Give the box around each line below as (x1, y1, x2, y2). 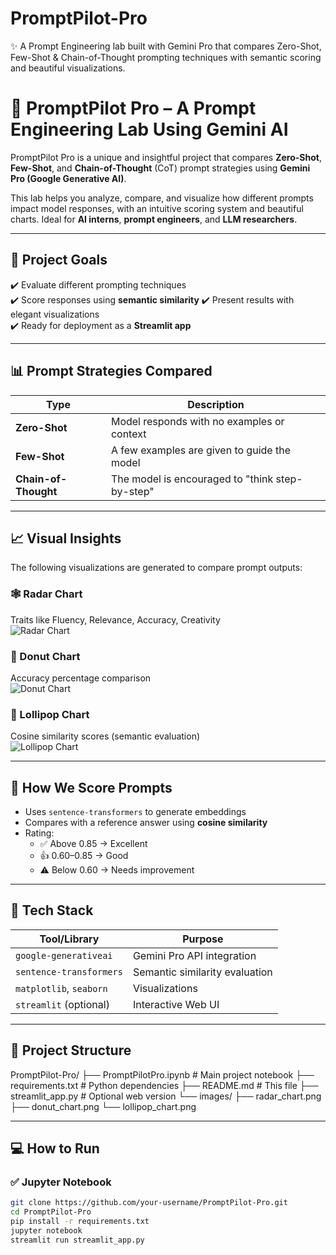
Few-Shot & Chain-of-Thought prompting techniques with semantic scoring (10, 51, 322, 63)
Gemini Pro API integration (132, 948, 257, 962)
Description (187, 397, 245, 411)
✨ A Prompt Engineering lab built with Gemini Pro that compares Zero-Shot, (10, 40, 322, 52)
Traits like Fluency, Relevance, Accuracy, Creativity (10, 613, 221, 626)
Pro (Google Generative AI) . (10, 172, 127, 184)
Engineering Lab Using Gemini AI (10, 118, 289, 141)
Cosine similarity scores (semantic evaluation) (10, 730, 201, 742)
